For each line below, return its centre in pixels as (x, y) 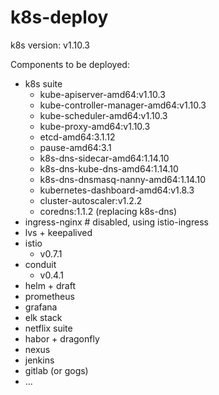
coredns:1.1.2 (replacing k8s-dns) (108, 211)
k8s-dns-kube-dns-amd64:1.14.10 (109, 168)
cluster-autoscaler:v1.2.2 (91, 200)
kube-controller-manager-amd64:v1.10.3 (123, 105)
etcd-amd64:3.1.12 (77, 137)
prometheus (49, 296)
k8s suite (43, 83)
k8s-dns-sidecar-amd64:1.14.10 (104, 158)
